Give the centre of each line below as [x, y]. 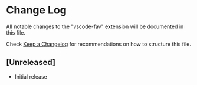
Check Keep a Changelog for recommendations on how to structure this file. [99, 44]
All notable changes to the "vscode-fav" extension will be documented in [95, 26]
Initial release [31, 76]
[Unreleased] [31, 62]
